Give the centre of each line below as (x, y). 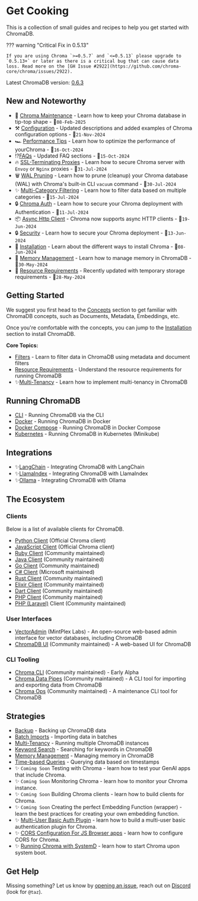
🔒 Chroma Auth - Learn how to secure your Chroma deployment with (99, 203)
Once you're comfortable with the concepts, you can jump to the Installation (99, 328)
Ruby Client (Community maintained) (60, 553)
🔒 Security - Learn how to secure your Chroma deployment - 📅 (91, 233)
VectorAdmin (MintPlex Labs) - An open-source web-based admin (95, 631)
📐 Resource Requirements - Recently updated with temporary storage (100, 270)
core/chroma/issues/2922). (39, 71)
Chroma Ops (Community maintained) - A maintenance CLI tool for (96, 691)
